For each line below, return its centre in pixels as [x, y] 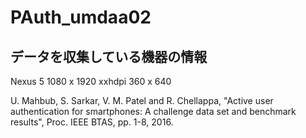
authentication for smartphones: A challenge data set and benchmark [153, 111]
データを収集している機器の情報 [109, 56]
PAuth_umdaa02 [81, 17]
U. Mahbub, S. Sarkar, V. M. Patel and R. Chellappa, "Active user [142, 100]
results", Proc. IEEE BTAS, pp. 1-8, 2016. [92, 122]
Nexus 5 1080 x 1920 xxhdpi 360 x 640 [91, 81]
